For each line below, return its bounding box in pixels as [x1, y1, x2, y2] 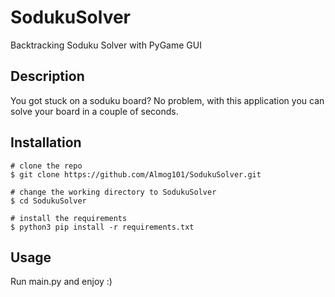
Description [10, 68, 85, 85]
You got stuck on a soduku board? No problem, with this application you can [10, 94, 325, 106]
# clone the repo [10, 161, 83, 171]
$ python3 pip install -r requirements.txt [10, 222, 195, 232]
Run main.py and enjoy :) [10, 276, 113, 288]
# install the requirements [10, 213, 128, 223]
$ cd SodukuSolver [10, 196, 87, 206]
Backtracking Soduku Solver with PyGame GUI [10, 39, 202, 51]
